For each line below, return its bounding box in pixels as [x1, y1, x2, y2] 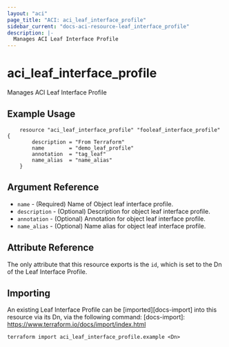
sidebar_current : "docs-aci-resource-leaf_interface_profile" [7, 23, 190, 30]
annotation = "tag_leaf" [32, 150, 107, 157]
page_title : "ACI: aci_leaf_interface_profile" [7, 17, 147, 23]
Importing [7, 287, 50, 299]
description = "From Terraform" [32, 139, 126, 146]
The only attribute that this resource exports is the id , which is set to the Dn [7, 260, 222, 268]
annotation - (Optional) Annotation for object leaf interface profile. [17, 215, 206, 223]
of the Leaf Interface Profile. [7, 267, 88, 276]
